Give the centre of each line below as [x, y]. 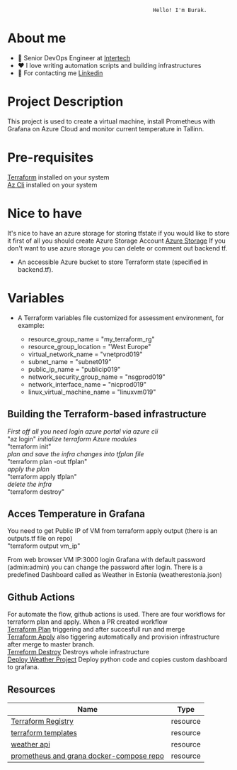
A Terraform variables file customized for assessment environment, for [121, 318]
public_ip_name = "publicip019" [74, 369]
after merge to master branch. [51, 644]
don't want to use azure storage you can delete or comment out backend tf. [117, 248]
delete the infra [29, 484]
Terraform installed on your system [58, 177]
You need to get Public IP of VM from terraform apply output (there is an [112, 531]
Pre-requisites [51, 158]
